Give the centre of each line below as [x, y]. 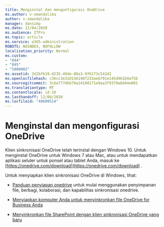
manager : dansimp [23, 23]
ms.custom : [16, 56]
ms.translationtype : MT [30, 88]
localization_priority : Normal [37, 51]
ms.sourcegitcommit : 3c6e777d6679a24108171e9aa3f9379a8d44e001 [72, 83]
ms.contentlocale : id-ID [31, 92]
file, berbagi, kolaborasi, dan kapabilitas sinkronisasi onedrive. [76, 190]
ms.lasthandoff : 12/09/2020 [34, 97]
